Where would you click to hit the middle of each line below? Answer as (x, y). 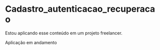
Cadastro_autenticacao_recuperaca (80, 9)
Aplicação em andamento (31, 42)
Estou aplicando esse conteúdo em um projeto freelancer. (64, 33)
